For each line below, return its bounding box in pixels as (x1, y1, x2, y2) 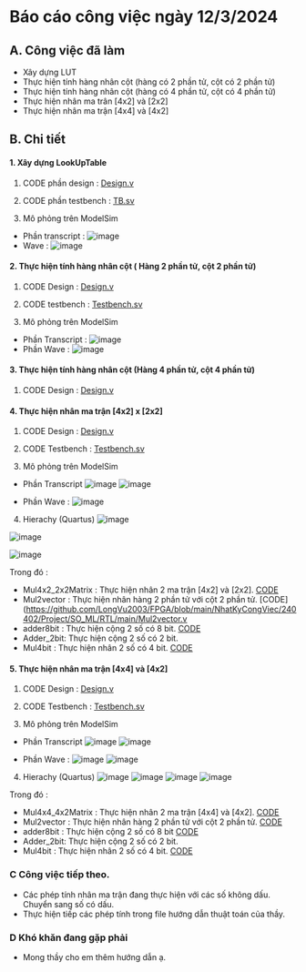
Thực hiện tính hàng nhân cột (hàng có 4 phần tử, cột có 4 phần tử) (22, 86, 276, 96)
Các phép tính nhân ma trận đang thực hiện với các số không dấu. (22, 889, 270, 900)
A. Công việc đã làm (9, 43, 126, 58)
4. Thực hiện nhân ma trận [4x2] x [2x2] (9, 405, 163, 416)
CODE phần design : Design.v (22, 177, 135, 188)
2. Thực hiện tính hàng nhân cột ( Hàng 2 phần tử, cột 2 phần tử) (9, 261, 257, 272)
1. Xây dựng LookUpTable (9, 157, 107, 167)
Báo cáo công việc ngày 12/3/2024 (9, 6, 279, 27)
